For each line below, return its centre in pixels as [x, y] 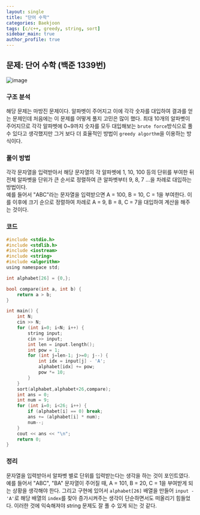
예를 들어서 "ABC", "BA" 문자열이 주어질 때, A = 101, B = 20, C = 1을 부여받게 [97, 483]
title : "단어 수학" [28, 17]
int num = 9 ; [33, 400]
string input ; [45, 333]
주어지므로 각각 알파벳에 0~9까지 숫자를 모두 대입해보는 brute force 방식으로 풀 [99, 126]
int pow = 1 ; [44, 350]
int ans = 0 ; [33, 394]
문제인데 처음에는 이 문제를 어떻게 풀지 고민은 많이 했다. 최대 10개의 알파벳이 [101, 119]
